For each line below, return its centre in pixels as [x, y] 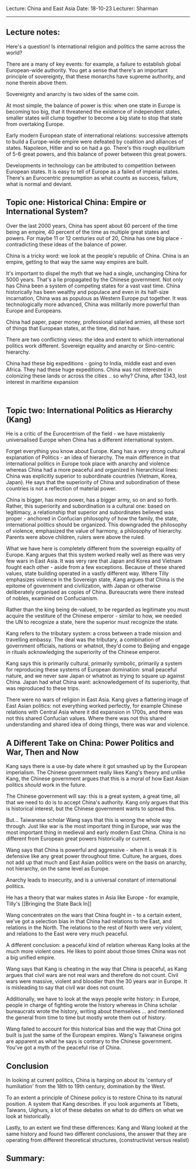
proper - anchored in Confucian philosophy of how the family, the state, [92, 519]
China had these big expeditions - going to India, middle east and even [91, 363]
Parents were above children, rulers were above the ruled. [76, 537]
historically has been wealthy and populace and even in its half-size [87, 292]
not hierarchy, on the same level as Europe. [58, 869]
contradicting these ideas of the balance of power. [66, 244]
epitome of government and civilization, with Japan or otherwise [83, 586]
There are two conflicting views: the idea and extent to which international [95, 340]
